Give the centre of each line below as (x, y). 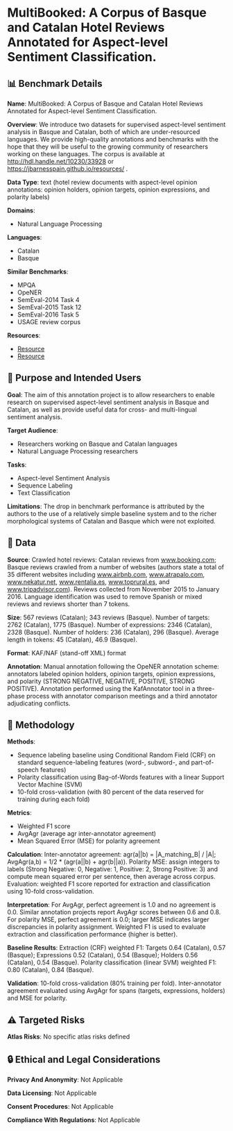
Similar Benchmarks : (38, 271)
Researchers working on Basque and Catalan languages (97, 444)
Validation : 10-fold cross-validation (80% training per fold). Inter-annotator (114, 983)
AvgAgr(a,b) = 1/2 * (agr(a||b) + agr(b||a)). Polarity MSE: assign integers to (114, 862)
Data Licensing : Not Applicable (52, 1093)
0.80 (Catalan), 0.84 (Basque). (51, 970)
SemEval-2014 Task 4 (48, 300)
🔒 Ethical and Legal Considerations (84, 1059)
